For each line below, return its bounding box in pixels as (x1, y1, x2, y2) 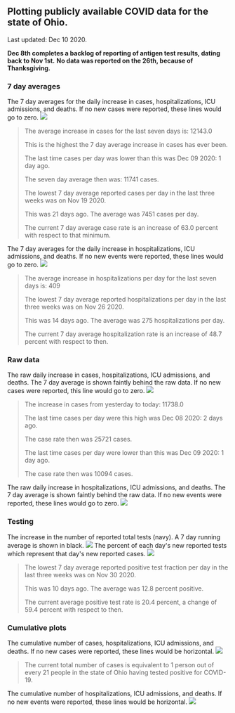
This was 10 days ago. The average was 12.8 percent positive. (24, 584, 204, 593)
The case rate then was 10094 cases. (24, 470, 133, 478)
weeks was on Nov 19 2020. (24, 196, 107, 205)
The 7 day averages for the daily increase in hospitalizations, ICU (7, 245, 195, 253)
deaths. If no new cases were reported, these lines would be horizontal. (7, 647, 215, 655)
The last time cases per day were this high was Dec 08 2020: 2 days (24, 414, 223, 423)
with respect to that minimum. (24, 231, 111, 240)
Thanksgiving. (7, 63, 51, 72)
